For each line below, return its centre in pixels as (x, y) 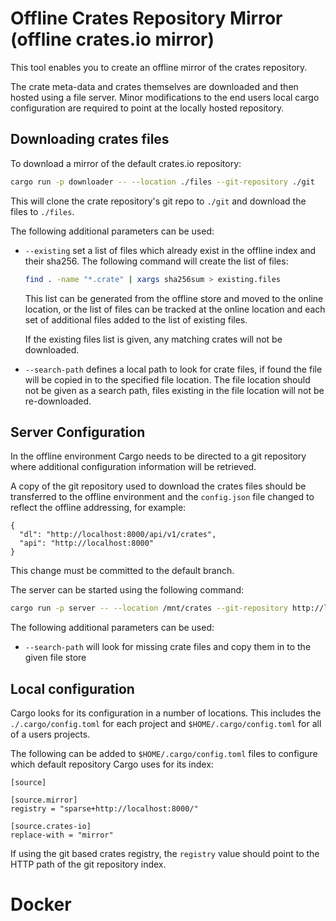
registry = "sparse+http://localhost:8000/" (104, 809)
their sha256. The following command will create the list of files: (156, 261)
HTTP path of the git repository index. (88, 864)
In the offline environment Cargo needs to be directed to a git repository (158, 456)
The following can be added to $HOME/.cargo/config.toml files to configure (164, 753)
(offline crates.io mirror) (112, 39)
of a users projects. (50, 734)
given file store (55, 658)
